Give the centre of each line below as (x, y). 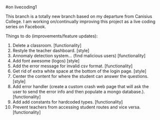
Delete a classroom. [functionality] (47, 45)
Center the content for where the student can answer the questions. (80, 76)
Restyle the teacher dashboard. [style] (51, 51)
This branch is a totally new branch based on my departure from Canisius (79, 16)
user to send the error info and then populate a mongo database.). (79, 92)
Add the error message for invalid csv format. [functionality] (72, 66)
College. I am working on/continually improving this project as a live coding (80, 22)
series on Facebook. (26, 27)
